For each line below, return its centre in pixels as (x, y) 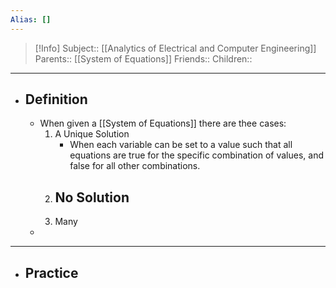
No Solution (92, 197)
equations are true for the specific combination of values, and (197, 155)
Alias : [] (31, 19)
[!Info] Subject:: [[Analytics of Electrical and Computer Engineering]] (175, 48)
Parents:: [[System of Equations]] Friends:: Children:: (143, 58)
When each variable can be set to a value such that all (181, 145)
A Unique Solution (92, 134)
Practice (51, 272)
